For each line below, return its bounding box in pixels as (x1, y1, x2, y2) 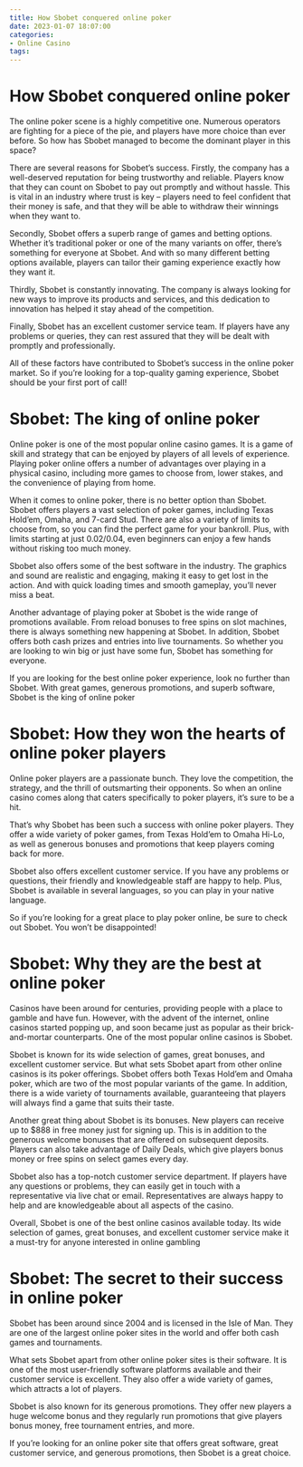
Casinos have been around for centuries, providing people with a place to (9, 1002, 283, 1013)
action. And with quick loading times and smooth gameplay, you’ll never (9, 580, 278, 590)
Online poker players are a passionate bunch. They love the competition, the (9, 772, 294, 784)
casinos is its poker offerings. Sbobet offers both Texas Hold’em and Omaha (9, 1068, 293, 1079)
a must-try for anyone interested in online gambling (9, 1236, 201, 1247)
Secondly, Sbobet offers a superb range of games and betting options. (9, 228, 273, 239)
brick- (271, 1021, 295, 1033)
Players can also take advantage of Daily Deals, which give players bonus (9, 1144, 284, 1154)
